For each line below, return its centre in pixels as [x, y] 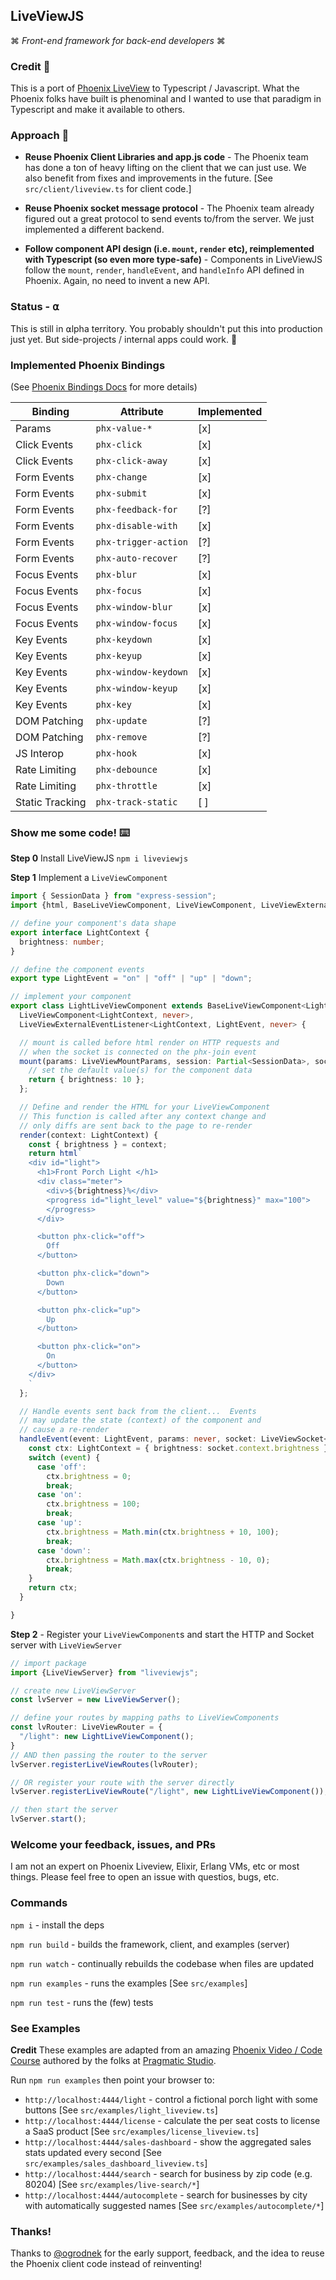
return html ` [55, 1154]
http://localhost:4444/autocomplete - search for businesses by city [166, 2195]
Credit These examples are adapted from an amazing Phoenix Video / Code [166, 2050]
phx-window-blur [134, 607]
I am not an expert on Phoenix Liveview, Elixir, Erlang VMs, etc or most [155, 1866]
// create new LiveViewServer [73, 1690]
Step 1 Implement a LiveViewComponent [89, 878]
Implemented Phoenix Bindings [88, 365]
